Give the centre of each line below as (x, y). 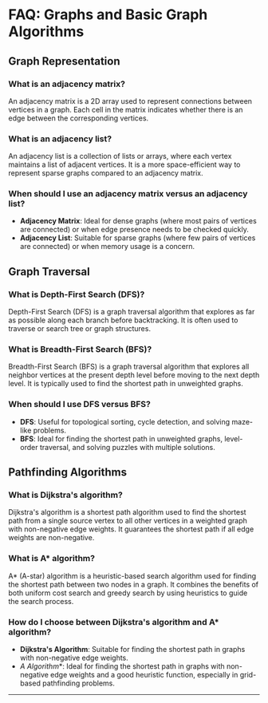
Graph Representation (64, 61)
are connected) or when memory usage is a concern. (107, 247)
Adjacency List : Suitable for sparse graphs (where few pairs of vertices (138, 238)
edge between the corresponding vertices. (79, 118)
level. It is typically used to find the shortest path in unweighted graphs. (126, 384)
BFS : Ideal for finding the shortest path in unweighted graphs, (121, 438)
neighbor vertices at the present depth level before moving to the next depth (134, 375)
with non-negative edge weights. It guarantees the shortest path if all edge (131, 529)
